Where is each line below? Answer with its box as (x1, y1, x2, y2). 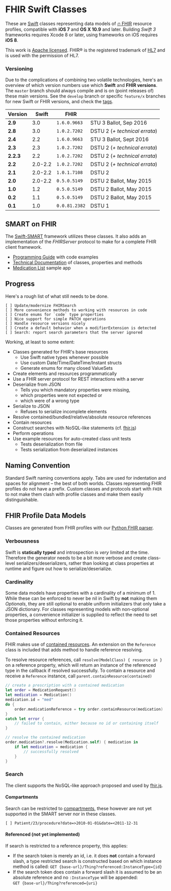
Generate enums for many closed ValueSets (20, 365, 113, 371)
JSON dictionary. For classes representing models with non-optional (5, 606, 149, 613)
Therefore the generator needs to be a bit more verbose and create (5, 554, 147, 560)
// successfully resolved (23, 749, 79, 754)
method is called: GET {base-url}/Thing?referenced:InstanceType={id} (12, 863, 162, 870)
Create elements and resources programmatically (12, 370, 117, 377)
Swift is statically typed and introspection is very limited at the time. (5, 549, 149, 555)
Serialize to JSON (12, 403, 50, 409)
